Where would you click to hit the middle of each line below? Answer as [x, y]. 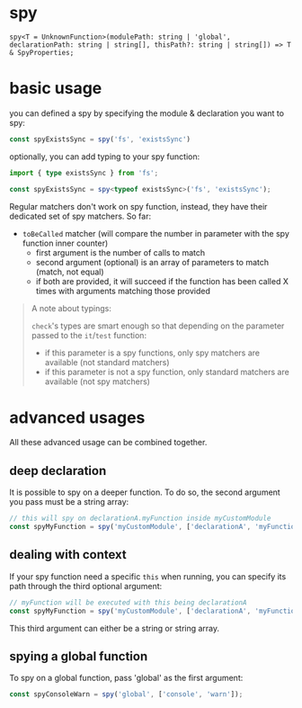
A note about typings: [71, 308]
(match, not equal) [70, 272]
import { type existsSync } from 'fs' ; [84, 173]
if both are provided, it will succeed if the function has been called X [162, 281]
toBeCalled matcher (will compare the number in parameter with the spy [155, 233]
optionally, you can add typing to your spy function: [105, 157]
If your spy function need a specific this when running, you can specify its [148, 576]
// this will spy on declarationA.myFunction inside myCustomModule [140, 519]
